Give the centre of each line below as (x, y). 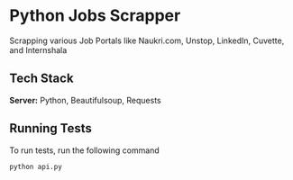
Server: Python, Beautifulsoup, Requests (85, 100)
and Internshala (38, 49)
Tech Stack (41, 79)
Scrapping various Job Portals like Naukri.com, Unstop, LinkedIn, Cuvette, (147, 40)
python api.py (36, 166)
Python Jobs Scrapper (95, 16)
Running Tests (50, 128)
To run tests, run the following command (84, 150)
